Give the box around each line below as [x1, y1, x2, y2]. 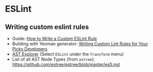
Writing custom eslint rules [5, 23, 89, 31]
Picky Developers [12, 46, 48, 52]
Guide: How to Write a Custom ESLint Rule [12, 36, 97, 41]
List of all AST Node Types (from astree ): [12, 56, 95, 62]
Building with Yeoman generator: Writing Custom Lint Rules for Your [12, 41, 148, 47]
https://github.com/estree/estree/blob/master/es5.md [12, 62, 120, 67]
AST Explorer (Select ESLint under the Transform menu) [12, 51, 124, 57]
